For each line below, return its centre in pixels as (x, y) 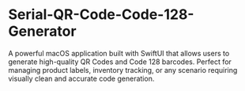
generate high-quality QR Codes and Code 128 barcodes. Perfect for (120, 62)
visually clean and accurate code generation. (81, 78)
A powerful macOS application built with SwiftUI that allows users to (119, 53)
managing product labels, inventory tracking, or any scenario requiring (123, 70)
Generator (42, 31)
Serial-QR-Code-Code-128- (101, 15)
